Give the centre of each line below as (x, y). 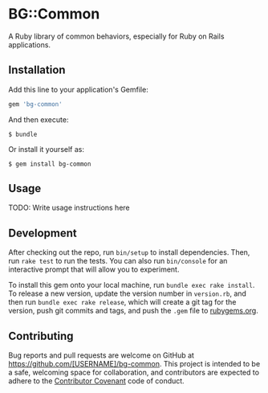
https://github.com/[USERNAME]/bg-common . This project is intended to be (134, 364)
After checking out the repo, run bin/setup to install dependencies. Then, (129, 252)
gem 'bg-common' (35, 104)
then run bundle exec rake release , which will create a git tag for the (122, 302)
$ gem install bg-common (50, 164)
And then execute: (39, 119)
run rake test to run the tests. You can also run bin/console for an (118, 261)
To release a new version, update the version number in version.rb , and (128, 293)
